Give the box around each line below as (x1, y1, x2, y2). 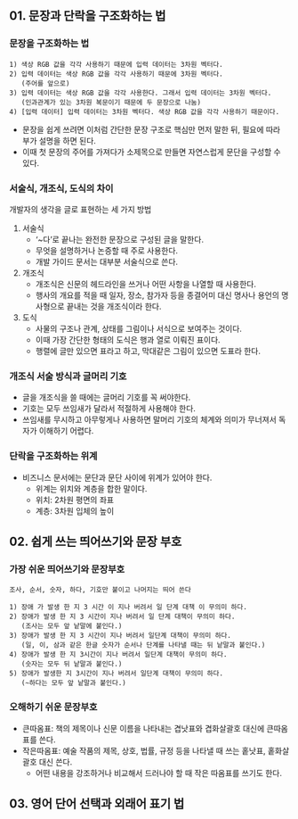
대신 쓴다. (38, 757, 73, 767)
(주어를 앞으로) (20, 79, 70, 87)
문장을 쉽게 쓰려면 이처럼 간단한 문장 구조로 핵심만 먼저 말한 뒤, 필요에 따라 (21, 124, 281, 135)
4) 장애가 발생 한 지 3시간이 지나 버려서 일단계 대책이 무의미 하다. (9, 650, 228, 659)
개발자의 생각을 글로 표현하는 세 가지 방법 (9, 203, 152, 214)
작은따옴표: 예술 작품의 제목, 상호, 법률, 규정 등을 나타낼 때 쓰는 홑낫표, (21, 745, 266, 756)
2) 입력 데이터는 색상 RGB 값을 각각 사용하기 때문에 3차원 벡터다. (9, 70, 224, 79)
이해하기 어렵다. (38, 426, 94, 436)
